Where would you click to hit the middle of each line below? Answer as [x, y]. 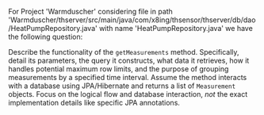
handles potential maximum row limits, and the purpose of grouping [119, 69]
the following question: [46, 36]
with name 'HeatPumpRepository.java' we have [176, 28]
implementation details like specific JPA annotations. [94, 103]
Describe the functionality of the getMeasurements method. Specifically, [124, 52]
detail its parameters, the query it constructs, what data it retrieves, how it [129, 60]
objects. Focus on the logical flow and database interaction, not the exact [128, 94]
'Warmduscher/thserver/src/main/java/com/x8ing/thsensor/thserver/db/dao [132, 20]
